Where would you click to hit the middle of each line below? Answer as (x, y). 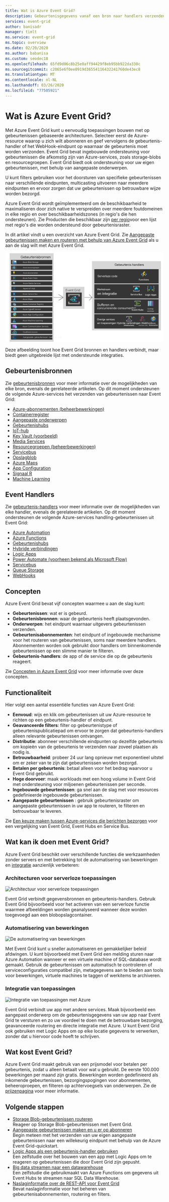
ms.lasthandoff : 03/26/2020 (35, 85)
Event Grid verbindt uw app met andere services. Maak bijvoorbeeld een (80, 1009)
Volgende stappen (35, 1107)
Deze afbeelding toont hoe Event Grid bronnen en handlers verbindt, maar (82, 350)
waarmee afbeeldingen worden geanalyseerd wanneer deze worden (76, 910)
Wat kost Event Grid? (39, 1052)
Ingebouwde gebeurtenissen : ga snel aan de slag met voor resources (86, 790)
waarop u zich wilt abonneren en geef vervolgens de (79, 141)
